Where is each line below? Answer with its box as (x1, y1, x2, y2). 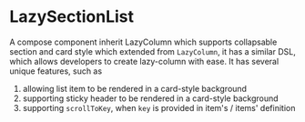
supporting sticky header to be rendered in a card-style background (22, 93, 280, 104)
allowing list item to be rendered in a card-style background (22, 83, 248, 94)
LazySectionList (9, 6, 135, 27)
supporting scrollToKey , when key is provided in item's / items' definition (22, 102, 296, 113)
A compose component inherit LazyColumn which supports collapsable (9, 36, 278, 47)
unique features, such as (9, 66, 103, 76)
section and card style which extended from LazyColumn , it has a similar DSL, (9, 46, 296, 56)
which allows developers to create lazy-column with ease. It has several (9, 56, 280, 66)
